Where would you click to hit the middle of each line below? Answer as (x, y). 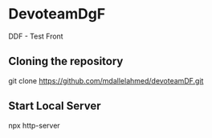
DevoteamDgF (57, 14)
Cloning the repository (66, 61)
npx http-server (34, 125)
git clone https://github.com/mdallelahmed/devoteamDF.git (106, 80)
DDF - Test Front (36, 36)
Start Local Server (55, 106)
